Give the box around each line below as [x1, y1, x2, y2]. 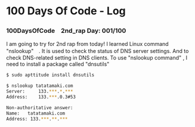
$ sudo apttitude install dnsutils [6, 72, 95, 78]
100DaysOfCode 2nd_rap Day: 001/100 [6, 27, 126, 35]
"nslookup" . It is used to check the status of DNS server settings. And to [6, 48, 189, 55]
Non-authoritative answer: [6, 104, 73, 111]
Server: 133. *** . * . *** [6, 88, 73, 95]
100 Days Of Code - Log [6, 4, 126, 18]
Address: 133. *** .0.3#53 [6, 94, 76, 100]
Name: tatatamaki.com [6, 110, 66, 116]
